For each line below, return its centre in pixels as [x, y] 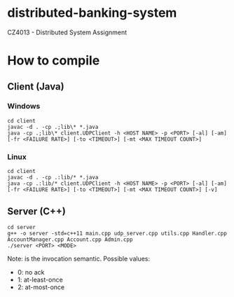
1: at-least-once [40, 279]
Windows [24, 106]
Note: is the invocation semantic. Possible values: [79, 258]
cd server [22, 227]
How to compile [54, 61]
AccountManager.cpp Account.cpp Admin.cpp [70, 240]
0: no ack [31, 272]
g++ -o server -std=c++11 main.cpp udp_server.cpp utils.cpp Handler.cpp [117, 233]
